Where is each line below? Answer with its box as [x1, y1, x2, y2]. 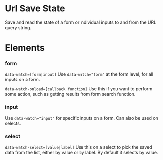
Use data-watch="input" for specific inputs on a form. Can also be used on [5, 115, 158, 121]
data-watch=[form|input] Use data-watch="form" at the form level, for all [5, 71, 153, 77]
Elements [5, 42, 45, 54]
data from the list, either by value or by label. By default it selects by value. [5, 150, 158, 156]
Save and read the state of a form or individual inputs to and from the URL [5, 19, 157, 25]
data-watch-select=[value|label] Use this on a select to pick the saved [5, 144, 153, 150]
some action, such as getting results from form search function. [5, 91, 136, 97]
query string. [5, 24, 31, 30]
